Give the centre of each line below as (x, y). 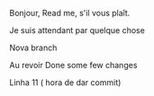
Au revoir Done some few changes (73, 65)
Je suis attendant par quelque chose (77, 30)
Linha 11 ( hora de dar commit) (65, 83)
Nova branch (33, 48)
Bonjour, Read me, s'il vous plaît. (70, 13)
